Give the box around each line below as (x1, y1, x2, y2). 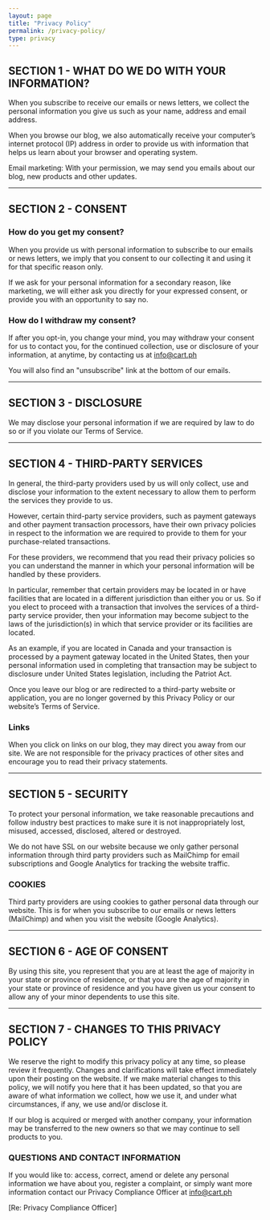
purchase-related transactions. (8, 536, 111, 547)
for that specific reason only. (8, 262, 104, 272)
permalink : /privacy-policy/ (8, 27, 106, 35)
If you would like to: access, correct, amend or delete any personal (8, 1170, 229, 1180)
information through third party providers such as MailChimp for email (8, 849, 239, 860)
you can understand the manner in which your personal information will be (8, 560, 255, 571)
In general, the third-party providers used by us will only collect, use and (8, 478, 249, 488)
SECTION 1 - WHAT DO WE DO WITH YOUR (8, 63, 227, 77)
